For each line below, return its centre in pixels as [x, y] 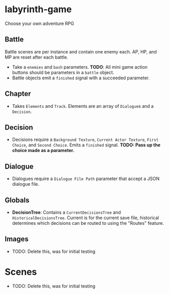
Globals [17, 200]
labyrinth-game [38, 9]
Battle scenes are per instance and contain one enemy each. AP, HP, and [81, 51]
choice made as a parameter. [43, 151]
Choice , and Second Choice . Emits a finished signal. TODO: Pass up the [86, 145]
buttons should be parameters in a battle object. [63, 72]
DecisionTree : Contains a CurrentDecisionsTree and [66, 212]
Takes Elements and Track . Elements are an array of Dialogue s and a [83, 106]
